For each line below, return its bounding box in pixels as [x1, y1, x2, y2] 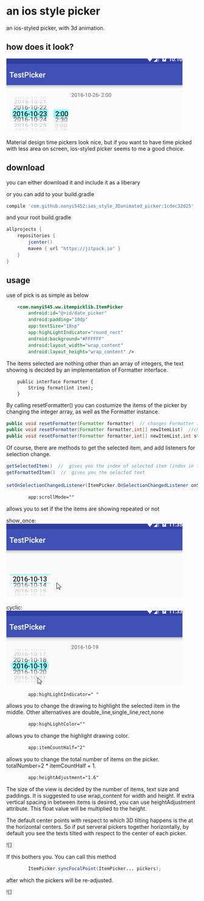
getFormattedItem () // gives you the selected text [6, 469, 146, 475]
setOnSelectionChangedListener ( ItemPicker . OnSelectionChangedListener [6, 482, 189, 488]
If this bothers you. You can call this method [6, 853, 117, 860]
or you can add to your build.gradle [6, 190, 95, 198]
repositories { [17, 233, 56, 239]
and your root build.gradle [6, 214, 72, 221]
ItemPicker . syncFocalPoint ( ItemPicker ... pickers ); [28, 866, 162, 872]
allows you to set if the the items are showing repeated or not [6, 505, 160, 512]
